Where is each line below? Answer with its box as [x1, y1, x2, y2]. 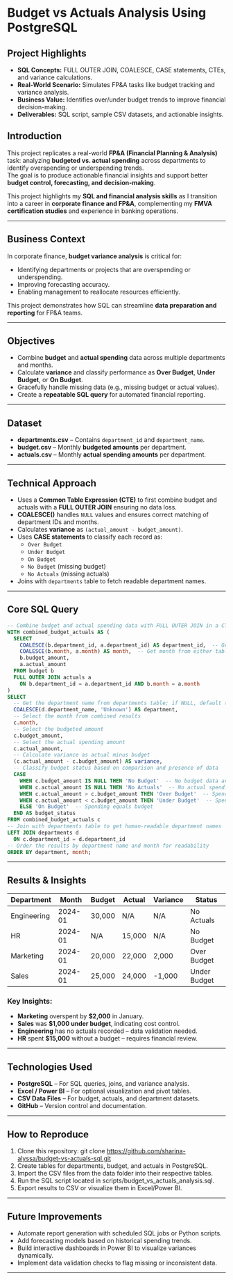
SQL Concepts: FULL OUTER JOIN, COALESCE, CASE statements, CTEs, [17, 66, 226, 74]
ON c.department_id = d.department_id [13, 835, 126, 843]
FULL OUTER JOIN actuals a [13, 674, 92, 681]
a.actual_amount [19, 661, 67, 668]
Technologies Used [7, 1061, 92, 1073]
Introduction [7, 130, 62, 142]
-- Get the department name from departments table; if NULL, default [13, 700, 222, 707]
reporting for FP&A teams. [7, 308, 83, 317]
